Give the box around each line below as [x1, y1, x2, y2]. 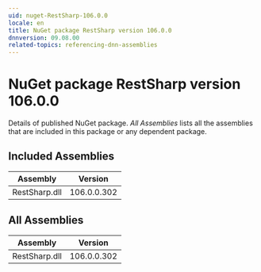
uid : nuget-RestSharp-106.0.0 [8, 11, 109, 20]
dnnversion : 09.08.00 [8, 33, 80, 42]
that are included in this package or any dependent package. [8, 127, 208, 136]
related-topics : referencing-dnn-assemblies [8, 41, 158, 49]
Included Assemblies [8, 150, 115, 163]
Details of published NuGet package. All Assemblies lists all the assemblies [8, 118, 254, 128]
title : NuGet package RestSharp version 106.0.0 [8, 26, 172, 34]
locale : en [8, 19, 44, 27]
